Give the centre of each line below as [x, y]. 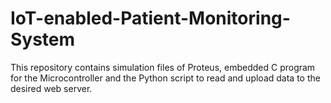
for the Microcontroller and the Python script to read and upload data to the [165, 78]
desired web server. [51, 88]
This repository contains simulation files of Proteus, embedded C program [163, 67]
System [43, 39]
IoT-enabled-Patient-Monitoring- [150, 18]
